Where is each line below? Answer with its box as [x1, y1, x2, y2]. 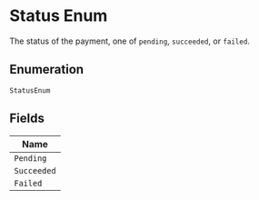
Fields [9, 111, 45, 126]
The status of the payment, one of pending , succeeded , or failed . [9, 35, 250, 46]
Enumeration [9, 62, 85, 77]
